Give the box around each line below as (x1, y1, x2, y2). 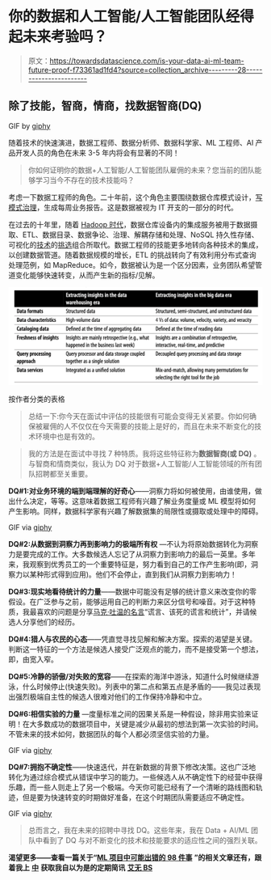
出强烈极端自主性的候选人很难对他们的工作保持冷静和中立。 (8, 692, 206, 701)
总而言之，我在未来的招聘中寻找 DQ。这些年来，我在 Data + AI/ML (27, 825, 250, 835)
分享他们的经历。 (22, 616, 79, 627)
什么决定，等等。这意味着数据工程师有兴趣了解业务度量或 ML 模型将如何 (15, 496, 256, 506)
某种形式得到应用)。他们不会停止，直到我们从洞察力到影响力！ (29, 569, 238, 579)
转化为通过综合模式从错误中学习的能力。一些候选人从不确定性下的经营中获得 (8, 772, 263, 781)
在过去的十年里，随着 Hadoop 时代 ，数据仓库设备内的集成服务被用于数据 (8, 219, 252, 229)
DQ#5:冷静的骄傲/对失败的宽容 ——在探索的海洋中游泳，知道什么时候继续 (8, 671, 252, 681)
